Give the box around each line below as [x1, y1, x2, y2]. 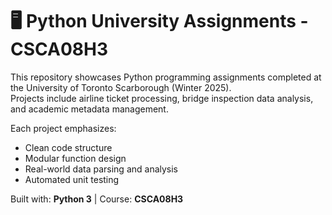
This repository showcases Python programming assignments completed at [10, 71, 322, 83]
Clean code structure [24, 141, 113, 153]
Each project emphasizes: [10, 122, 117, 134]
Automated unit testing [24, 173, 120, 185]
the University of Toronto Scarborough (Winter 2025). [10, 81, 232, 93]
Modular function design [24, 152, 127, 164]
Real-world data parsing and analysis [24, 163, 179, 175]
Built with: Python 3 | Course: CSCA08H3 [10, 193, 184, 205]
